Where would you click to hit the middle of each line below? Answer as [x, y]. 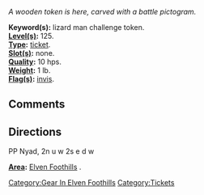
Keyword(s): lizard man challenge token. [76, 27]
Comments [37, 104]
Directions [35, 131]
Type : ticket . [30, 45]
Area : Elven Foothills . [45, 167]
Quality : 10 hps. [35, 61]
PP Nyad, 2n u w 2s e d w [51, 151]
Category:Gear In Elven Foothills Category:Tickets [91, 183]
